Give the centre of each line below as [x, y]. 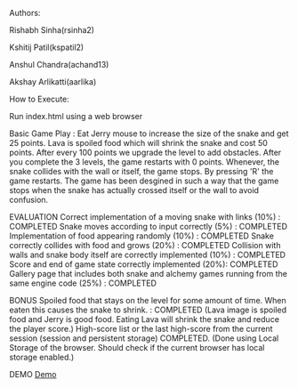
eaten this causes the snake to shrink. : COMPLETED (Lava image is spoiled [148, 310]
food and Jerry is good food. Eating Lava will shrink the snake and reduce [145, 319]
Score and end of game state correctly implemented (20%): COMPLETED [144, 264]
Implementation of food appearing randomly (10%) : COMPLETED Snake [141, 236]
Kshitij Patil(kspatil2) [47, 47]
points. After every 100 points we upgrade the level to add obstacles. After [145, 152]
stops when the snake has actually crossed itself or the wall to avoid [134, 190]
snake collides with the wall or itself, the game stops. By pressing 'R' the [141, 171]
